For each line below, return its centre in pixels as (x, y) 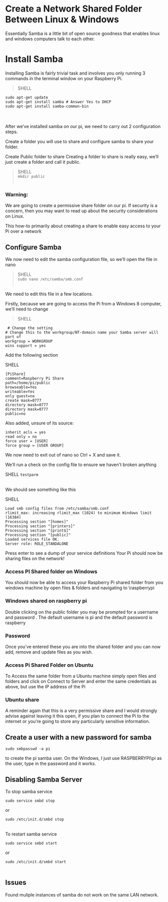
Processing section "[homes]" (37, 522)
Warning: (17, 195)
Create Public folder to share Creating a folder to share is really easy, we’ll (82, 156)
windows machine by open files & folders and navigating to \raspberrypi (80, 588)
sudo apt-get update (27, 97)
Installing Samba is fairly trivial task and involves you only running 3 (75, 73)
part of (13, 337)
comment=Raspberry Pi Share (35, 378)
